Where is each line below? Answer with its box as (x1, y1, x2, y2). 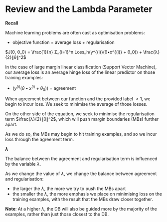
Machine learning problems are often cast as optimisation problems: (5, 29, 145, 35)
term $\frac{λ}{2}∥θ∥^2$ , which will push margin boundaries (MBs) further (5, 116, 159, 122)
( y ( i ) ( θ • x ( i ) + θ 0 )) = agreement (12, 84, 76, 92)
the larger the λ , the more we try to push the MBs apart (12, 186, 126, 192)
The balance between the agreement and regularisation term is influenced (5, 156, 158, 162)
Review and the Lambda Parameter (5, 3, 153, 15)
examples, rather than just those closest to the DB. (5, 211, 109, 218)
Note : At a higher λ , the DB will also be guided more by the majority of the (5, 206, 157, 212)
